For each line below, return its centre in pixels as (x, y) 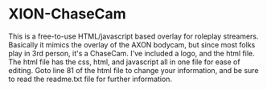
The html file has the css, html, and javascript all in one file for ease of (124, 62)
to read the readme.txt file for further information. (90, 79)
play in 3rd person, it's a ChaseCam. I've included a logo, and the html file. (131, 53)
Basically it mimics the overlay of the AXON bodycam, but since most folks (132, 44)
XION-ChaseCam (67, 14)
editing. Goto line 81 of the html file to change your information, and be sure (133, 70)
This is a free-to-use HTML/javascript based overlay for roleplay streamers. (133, 36)
